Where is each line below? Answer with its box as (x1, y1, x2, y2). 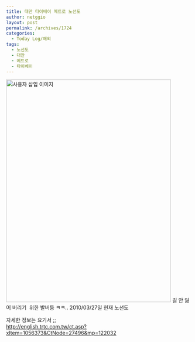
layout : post (6, 19, 38, 25)
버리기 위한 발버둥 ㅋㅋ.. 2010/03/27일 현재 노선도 (12, 304, 129, 311)
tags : (6, 42, 19, 48)
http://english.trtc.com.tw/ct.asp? (6, 323, 87, 330)
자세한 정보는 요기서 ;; (6, 317, 57, 324)
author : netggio (6, 14, 46, 20)
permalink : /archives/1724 (6, 25, 72, 31)
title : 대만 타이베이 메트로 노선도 (6, 8, 81, 15)
